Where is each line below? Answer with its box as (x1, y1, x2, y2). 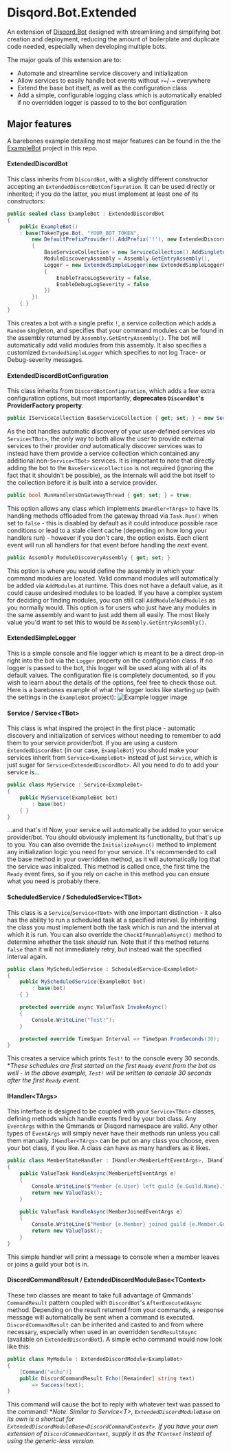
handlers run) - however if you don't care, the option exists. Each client (7, 533, 208, 542)
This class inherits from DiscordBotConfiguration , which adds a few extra (7, 387, 215, 395)
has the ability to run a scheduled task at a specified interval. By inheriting (7, 916, 217, 924)
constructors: (7, 196, 45, 205)
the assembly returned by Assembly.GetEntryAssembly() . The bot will (7, 333, 201, 342)
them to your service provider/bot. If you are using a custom (7, 739, 177, 747)
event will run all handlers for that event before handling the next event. (7, 541, 210, 549)
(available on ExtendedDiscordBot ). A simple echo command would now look (7, 1335, 223, 1344)
